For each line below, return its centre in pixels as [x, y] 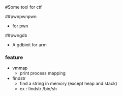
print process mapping [43, 73]
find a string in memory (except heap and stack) [68, 84]
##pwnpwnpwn [21, 16]
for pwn [20, 26]
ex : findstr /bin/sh [38, 89]
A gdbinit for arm [29, 45]
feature [14, 57]
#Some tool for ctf [23, 7]
